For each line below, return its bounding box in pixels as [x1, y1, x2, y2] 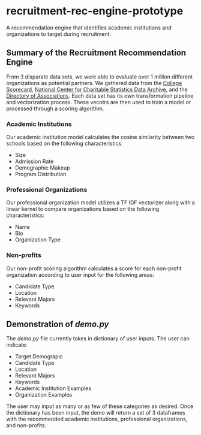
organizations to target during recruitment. [6, 30, 112, 37]
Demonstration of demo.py [6, 319, 109, 330]
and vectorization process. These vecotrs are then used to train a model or [6, 98, 191, 105]
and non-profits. [6, 422, 47, 429]
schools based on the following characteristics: [6, 140, 123, 147]
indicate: [6, 342, 28, 349]
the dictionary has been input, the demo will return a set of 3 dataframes [6, 409, 185, 416]
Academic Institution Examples [14, 385, 92, 392]
